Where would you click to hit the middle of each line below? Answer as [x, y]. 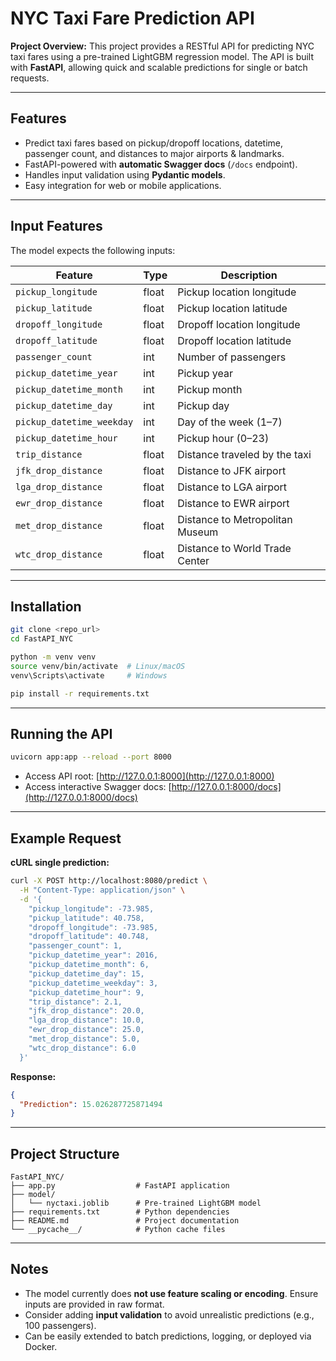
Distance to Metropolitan [235, 519]
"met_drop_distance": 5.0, [84, 1039]
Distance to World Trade [234, 548]
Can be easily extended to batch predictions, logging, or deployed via [168, 1336]
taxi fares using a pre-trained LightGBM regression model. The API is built [162, 56]
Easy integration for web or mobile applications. [123, 185]
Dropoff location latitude [234, 340]
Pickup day [203, 405]
